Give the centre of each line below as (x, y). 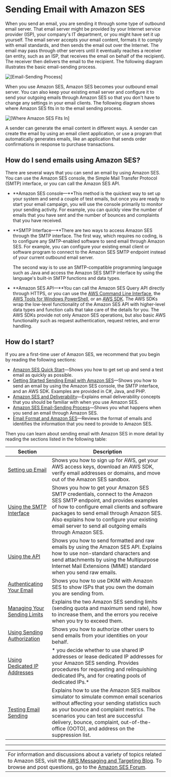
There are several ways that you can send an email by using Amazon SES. (83, 172)
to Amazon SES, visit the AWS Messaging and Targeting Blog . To (85, 761)
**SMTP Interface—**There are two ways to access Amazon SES (82, 230)
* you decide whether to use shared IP (98, 650)
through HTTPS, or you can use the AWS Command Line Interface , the (87, 293)
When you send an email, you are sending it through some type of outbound (85, 23)
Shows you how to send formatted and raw (103, 540)
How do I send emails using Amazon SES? (73, 160)
